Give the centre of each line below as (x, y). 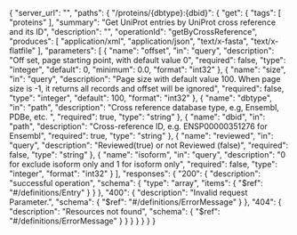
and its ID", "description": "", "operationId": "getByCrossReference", (133, 32)
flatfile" (23, 51)
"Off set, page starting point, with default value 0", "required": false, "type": (148, 60)
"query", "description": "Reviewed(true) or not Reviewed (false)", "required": (149, 145)
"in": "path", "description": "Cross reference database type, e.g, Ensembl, (144, 107)
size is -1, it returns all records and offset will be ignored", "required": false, (147, 89)
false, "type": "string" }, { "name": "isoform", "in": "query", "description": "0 (148, 154)
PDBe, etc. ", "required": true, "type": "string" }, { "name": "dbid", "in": (137, 117)
